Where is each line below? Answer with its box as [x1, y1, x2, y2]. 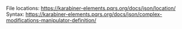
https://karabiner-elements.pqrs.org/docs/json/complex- [25, 11, 163, 18]
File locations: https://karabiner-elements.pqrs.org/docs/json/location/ [6, 5, 176, 11]
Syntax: [6, 11, 25, 18]
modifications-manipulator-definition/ [6, 17, 97, 23]
